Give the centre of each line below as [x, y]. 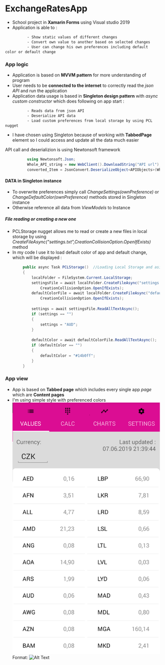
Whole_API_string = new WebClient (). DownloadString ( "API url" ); [94, 165]
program [21, 80]
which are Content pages [38, 395]
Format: [20, 658]
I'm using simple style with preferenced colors [59, 400]
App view [17, 379]
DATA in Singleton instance [33, 181]
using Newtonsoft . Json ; [51, 159]
